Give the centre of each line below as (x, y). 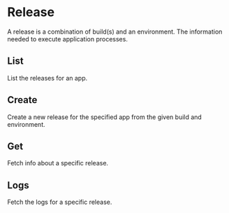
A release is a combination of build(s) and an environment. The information (115, 32)
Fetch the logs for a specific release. (60, 202)
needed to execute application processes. (67, 39)
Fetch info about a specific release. (58, 163)
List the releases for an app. (47, 78)
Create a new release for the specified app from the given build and (105, 117)
